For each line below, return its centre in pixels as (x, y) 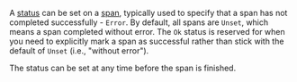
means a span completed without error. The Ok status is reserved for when (147, 32)
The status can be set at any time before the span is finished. (123, 68)
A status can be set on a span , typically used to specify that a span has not (148, 13)
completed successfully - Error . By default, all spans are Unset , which (139, 22)
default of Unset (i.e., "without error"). (79, 51)
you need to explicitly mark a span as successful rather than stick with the (147, 41)
